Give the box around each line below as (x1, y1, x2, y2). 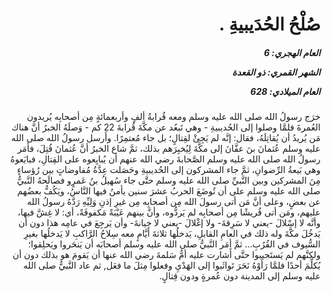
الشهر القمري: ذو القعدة (231, 66, 321, 78)
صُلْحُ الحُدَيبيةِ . (218, 13, 321, 36)
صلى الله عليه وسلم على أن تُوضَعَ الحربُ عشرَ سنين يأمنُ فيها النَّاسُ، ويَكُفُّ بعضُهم (16, 185, 321, 197)
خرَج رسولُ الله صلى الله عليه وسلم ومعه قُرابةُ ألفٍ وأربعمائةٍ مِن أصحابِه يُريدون (26, 111, 321, 123)
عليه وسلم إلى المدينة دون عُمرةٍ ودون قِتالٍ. (159, 270, 321, 282)
